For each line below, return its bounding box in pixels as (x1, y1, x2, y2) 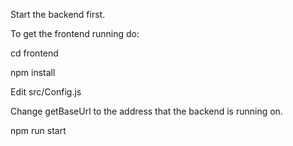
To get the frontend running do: (10, 28, 140, 39)
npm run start (10, 125, 67, 136)
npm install (10, 67, 56, 78)
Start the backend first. (10, 9, 106, 20)
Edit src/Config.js (10, 86, 82, 98)
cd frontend (10, 47, 59, 59)
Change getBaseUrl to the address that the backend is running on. (10, 105, 283, 117)
